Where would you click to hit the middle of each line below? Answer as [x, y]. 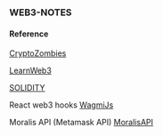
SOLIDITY [28, 88]
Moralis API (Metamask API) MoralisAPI [81, 123]
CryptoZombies [38, 53]
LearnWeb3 [30, 71]
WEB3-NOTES [41, 12]
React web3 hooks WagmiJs [61, 105]
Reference [29, 34]
